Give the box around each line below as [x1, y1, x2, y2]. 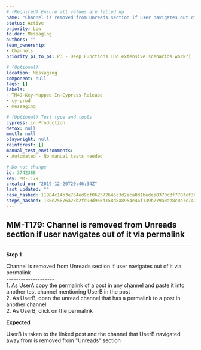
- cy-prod [6, 98, 31, 104]
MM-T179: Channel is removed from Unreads [6, 220, 177, 230]
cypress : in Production [6, 119, 66, 126]
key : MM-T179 [6, 175, 39, 181]
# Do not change [6, 164, 47, 170]
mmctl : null [6, 131, 36, 137]
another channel [6, 301, 47, 308]
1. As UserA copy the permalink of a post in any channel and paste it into [6, 282, 185, 289]
